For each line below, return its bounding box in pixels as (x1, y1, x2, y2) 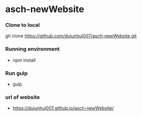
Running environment (5, 45, 60, 52)
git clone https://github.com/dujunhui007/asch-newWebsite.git (5, 33, 137, 39)
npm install (12, 57, 36, 63)
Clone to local (5, 22, 40, 29)
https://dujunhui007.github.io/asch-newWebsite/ (12, 105, 114, 111)
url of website (5, 94, 40, 100)
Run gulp (5, 70, 28, 77)
